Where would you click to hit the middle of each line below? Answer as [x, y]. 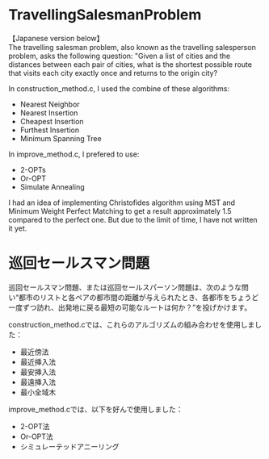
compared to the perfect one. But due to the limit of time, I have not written [133, 219]
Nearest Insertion [49, 113]
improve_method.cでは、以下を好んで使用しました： [96, 409]
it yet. [18, 228]
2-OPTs [33, 169]
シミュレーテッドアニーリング [69, 446]
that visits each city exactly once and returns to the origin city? [113, 73]
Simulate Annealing [52, 186]
